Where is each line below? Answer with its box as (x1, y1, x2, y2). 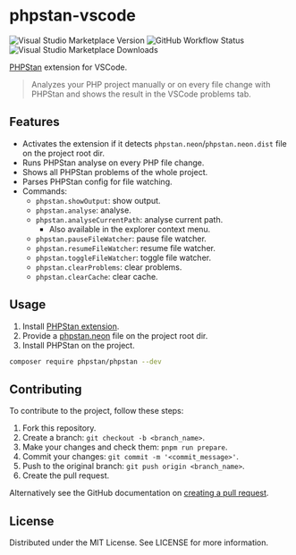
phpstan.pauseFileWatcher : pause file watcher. (35, 233, 207, 244)
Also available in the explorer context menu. (48, 223, 211, 234)
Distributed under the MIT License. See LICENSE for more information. (9, 537, 269, 548)
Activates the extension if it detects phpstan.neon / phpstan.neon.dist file (21, 138, 288, 148)
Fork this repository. (21, 423, 97, 433)
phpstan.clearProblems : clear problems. (35, 261, 182, 273)
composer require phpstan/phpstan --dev (9, 357, 163, 366)
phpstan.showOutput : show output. (35, 195, 161, 206)
